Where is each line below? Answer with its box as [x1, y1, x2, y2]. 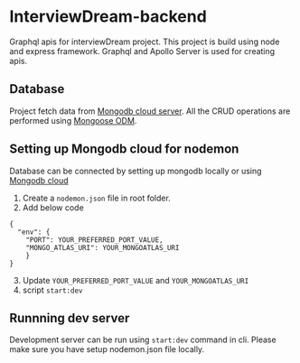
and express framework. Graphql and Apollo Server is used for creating [9, 45, 276, 56]
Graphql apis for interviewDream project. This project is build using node [9, 36, 280, 47]
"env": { [17, 228, 51, 237]
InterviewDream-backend [9, 6, 208, 27]
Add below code [22, 201, 84, 213]
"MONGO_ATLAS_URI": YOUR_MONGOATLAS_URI [25, 243, 180, 252]
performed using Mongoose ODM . [9, 115, 137, 126]
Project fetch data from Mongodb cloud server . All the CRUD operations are [9, 106, 291, 116]
